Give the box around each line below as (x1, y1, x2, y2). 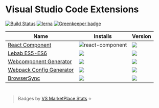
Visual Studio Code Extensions (5, 4, 139, 15)
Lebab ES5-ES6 (8, 50, 48, 57)
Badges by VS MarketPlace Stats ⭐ (17, 96, 92, 102)
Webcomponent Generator (8, 58, 72, 65)
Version (132, 32, 152, 39)
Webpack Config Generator (8, 66, 74, 73)
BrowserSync (8, 74, 40, 81)
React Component (8, 41, 52, 48)
